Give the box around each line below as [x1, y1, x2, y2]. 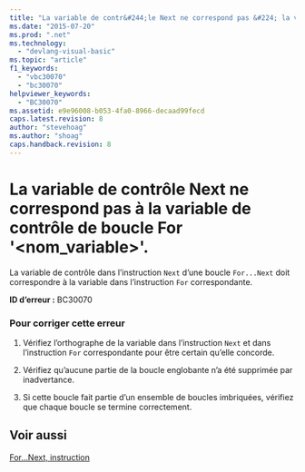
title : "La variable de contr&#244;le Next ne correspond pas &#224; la [9, 13, 290, 23]
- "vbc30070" [17, 73, 67, 82]
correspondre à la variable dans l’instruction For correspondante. [9, 276, 253, 287]
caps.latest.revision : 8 [9, 114, 103, 123]
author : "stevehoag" [9, 123, 88, 133]
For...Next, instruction [9, 451, 91, 463]
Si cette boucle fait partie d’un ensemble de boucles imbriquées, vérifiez [22, 391, 294, 402]
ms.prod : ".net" [9, 30, 71, 39]
